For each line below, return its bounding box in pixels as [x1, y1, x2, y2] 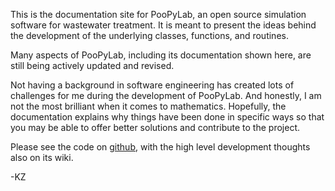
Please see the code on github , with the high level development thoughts [10, 141, 311, 153]
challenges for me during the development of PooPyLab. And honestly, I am [10, 90, 322, 101]
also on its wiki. [10, 152, 74, 163]
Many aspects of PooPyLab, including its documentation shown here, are [10, 49, 312, 61]
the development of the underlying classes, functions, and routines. [10, 30, 289, 41]
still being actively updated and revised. [10, 60, 175, 71]
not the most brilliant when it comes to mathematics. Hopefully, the [10, 100, 287, 112]
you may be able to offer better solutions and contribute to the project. [10, 122, 300, 133]
